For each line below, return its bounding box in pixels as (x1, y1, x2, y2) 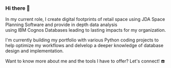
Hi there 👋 (5, 5, 31, 12)
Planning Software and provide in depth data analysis (5, 21, 117, 28)
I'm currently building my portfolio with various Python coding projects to (5, 37, 159, 43)
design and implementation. (5, 48, 64, 54)
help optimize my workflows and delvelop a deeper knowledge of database (5, 42, 164, 49)
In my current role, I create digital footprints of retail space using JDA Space (5, 16, 165, 22)
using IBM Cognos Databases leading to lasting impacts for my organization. (5, 27, 166, 33)
